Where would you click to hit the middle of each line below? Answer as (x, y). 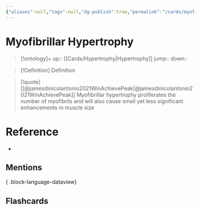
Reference (32, 132)
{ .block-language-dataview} (41, 182)
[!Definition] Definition (48, 70)
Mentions (24, 167)
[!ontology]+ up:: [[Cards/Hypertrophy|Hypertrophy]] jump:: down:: (104, 59)
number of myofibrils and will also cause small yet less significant (102, 101)
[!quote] (30, 81)
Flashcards (27, 201)
